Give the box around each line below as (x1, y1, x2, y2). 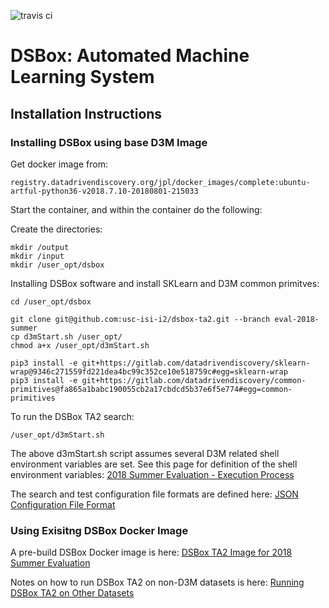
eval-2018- (274, 314, 320, 324)
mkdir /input (10, 251, 65, 261)
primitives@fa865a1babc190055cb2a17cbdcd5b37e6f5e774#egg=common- (10, 384, 293, 394)
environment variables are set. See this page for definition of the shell (10, 458, 298, 470)
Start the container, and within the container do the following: (10, 203, 263, 215)
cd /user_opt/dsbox (10, 296, 92, 307)
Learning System (10, 66, 155, 89)
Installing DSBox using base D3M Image (10, 135, 208, 149)
